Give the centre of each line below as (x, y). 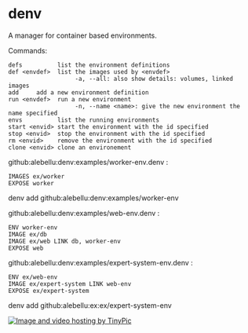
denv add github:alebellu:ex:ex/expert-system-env (90, 305)
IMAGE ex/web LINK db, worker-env (65, 241)
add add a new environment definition (78, 92)
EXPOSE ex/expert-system (49, 291)
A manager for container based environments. (82, 35)
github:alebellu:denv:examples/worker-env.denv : (88, 162)
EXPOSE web (26, 248)
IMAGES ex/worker (36, 176)
